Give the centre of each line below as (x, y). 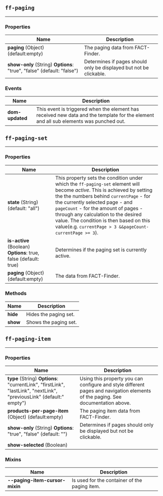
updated (17, 118)
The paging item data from (110, 411)
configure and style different (112, 384)
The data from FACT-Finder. (88, 276)
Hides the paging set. (50, 314)
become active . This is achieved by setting (104, 190)
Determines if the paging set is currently (101, 249)
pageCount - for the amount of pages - (99, 208)
